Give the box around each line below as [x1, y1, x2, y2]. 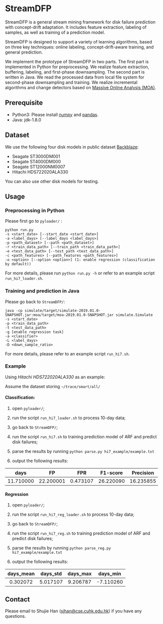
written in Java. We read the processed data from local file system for [5, 74, 145, 80]
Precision [131, 469, 154, 476]
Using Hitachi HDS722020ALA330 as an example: [5, 374, 105, 380]
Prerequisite [5, 98, 43, 107]
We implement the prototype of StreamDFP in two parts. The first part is [5, 58, 149, 64]
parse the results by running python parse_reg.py [12, 545, 111, 551]
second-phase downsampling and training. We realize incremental [5, 79, 138, 85]
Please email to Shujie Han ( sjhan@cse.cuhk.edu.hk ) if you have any [5, 608, 142, 614]
